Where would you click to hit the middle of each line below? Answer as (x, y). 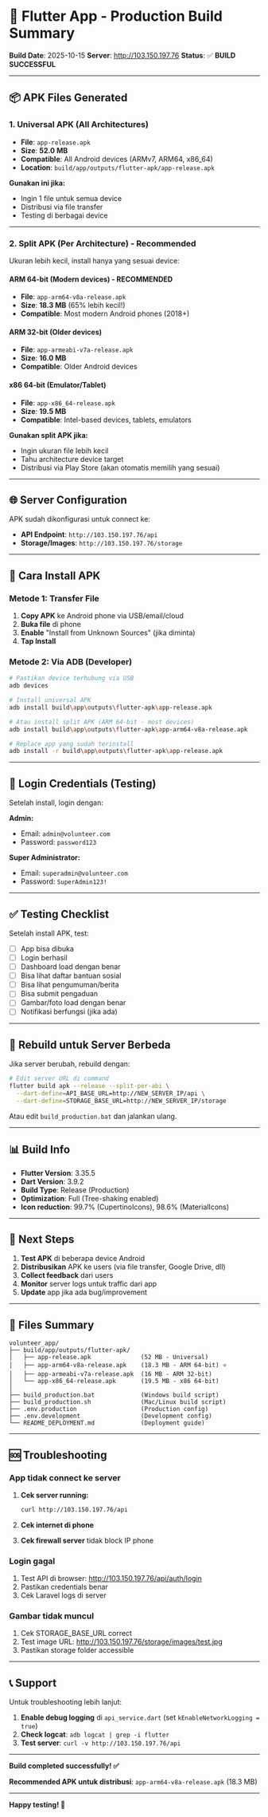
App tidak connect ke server (65, 1477)
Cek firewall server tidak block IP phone (87, 1540)
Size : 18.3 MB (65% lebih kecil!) (73, 305)
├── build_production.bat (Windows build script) (114, 1395)
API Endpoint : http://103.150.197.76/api (89, 534)
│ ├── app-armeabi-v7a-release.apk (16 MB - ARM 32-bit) (111, 1374)
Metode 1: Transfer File (54, 598)
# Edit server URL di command (59, 1079)
